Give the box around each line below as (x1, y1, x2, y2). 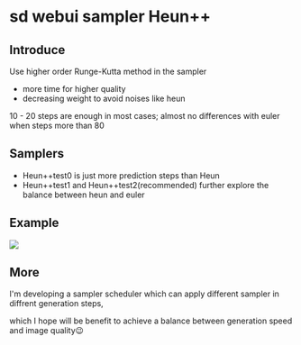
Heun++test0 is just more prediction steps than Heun (22, 169, 221, 181)
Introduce (9, 42, 66, 58)
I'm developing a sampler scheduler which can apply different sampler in (9, 288, 279, 299)
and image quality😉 (9, 325, 84, 336)
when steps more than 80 (9, 120, 105, 131)
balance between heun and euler (22, 189, 146, 200)
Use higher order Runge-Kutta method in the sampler (9, 66, 207, 77)
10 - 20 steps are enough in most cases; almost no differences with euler (9, 111, 281, 121)
